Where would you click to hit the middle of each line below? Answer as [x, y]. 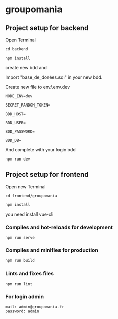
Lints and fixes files [30, 274]
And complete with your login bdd [40, 150]
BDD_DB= [13, 140]
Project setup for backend [47, 28]
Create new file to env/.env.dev [38, 87]
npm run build [20, 261]
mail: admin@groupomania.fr [35, 307]
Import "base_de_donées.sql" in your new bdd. [54, 77]
